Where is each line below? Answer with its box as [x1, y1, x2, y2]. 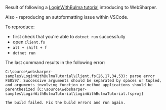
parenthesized [5, 87, 35, 92]
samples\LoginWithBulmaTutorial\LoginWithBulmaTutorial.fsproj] [5, 91, 144, 96]
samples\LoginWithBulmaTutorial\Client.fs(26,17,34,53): [5, 74, 128, 79]
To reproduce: [5, 24, 35, 30]
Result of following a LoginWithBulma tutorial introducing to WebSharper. [5, 5, 157, 10]
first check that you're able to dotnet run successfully [12, 34, 126, 39]
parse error [130, 74, 155, 79]
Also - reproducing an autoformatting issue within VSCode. [5, 14, 129, 20]
